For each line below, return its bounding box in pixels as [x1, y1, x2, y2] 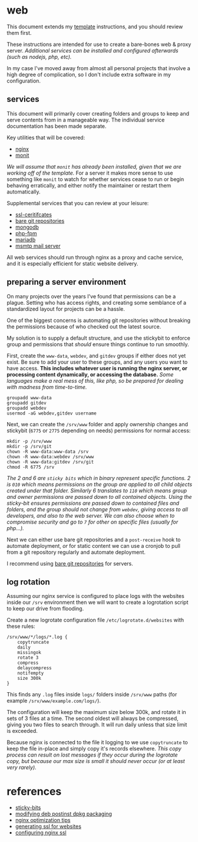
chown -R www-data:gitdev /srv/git [6, 459, 94, 465]
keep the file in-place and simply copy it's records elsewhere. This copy [6, 745, 181, 752]
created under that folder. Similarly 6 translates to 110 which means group [6, 487, 187, 494]
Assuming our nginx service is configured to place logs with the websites [6, 593, 184, 600]
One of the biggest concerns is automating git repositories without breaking [6, 317, 191, 324]
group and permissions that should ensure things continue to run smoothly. [6, 340, 189, 348]
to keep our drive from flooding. [6, 605, 84, 612]
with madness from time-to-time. [6, 383, 87, 390]
